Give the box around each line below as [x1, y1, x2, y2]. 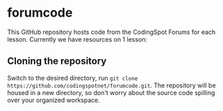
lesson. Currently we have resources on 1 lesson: [7, 35, 148, 43]
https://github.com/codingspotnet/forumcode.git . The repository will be [7, 81, 217, 89]
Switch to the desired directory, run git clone [7, 74, 138, 82]
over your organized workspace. [7, 96, 101, 104]
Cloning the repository [7, 55, 107, 67]
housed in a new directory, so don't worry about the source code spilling [7, 88, 215, 96]
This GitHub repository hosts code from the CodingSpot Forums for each [7, 28, 216, 36]
